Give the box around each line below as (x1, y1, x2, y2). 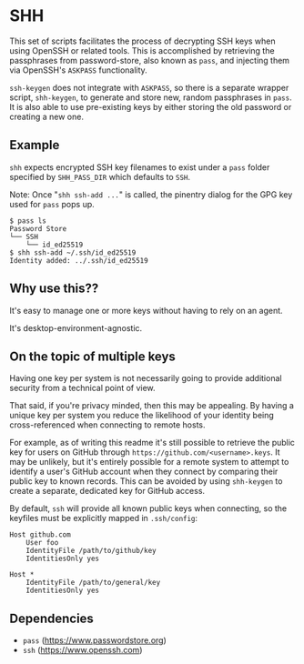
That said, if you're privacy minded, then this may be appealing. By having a (9, 400, 294, 411)
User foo (25, 538, 59, 548)
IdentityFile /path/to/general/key (25, 578, 161, 588)
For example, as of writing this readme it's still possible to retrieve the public (9, 438, 296, 448)
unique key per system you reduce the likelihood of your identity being (9, 410, 275, 421)
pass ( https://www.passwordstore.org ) (22, 635, 167, 646)
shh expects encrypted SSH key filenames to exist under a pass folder (9, 161, 270, 173)
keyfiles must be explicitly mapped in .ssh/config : (9, 513, 198, 524)
